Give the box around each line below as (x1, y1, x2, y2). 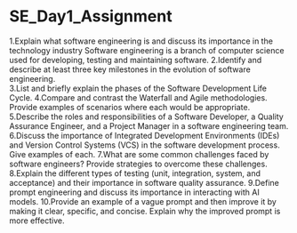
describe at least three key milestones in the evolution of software (9, 64, 251, 75)
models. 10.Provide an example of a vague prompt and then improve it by (9, 196, 277, 206)
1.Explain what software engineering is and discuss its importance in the (9, 36, 274, 46)
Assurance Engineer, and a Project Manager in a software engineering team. (9, 120, 289, 131)
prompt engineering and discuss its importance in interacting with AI (9, 187, 260, 197)
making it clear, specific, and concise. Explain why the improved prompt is (9, 205, 281, 216)
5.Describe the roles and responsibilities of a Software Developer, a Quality (9, 111, 285, 122)
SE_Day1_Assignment (9, 6, 173, 27)
